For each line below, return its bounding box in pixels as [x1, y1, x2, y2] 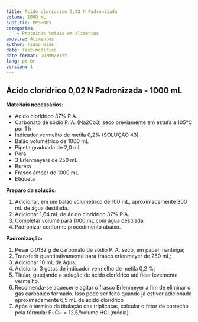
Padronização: [6, 235, 43, 242]
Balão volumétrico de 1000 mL [14, 138, 89, 145]
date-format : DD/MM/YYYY [6, 53, 67, 58]
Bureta [14, 163, 31, 170]
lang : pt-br [6, 58, 35, 64]
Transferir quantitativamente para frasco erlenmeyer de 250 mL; [14, 252, 172, 260]
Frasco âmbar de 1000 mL [14, 169, 79, 176]
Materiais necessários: [6, 101, 64, 108]
